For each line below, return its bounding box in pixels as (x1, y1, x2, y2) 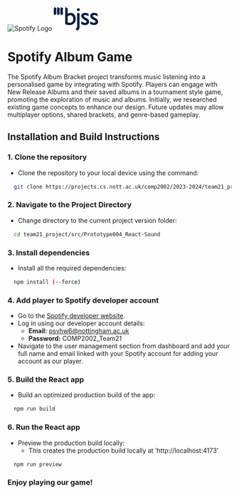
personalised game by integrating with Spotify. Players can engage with (7, 80, 218, 88)
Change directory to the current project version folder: (17, 216, 177, 224)
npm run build (14, 406, 55, 413)
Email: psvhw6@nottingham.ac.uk (28, 327, 129, 335)
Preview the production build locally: (17, 438, 125, 447)
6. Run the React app (7, 422, 80, 432)
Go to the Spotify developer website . (17, 312, 126, 320)
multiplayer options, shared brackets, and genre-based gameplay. (7, 110, 201, 119)
